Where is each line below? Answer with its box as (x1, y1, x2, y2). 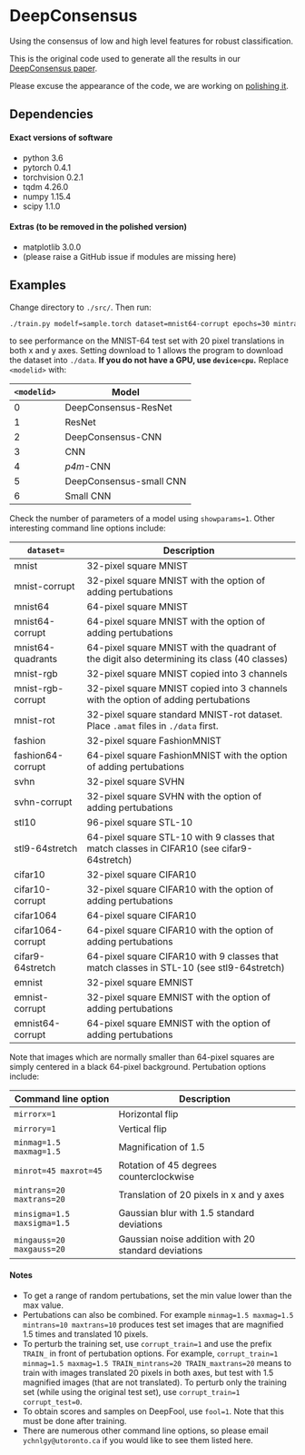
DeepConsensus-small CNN (64, 475, 187, 488)
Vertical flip (118, 1123, 167, 1135)
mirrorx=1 (14, 1109, 56, 1120)
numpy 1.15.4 (22, 191, 71, 202)
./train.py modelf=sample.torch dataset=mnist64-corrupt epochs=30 (9, 319, 271, 328)
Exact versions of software (9, 132, 113, 143)
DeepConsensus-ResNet (64, 401, 172, 414)
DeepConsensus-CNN (64, 431, 162, 443)
